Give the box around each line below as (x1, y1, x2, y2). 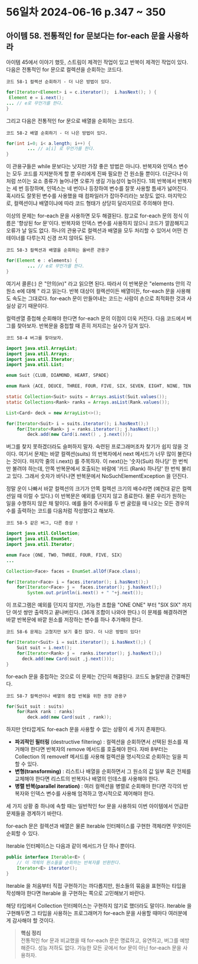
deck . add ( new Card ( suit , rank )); (27, 714, 112, 721)
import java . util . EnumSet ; (6, 536, 72, 542)
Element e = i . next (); (8, 95, 65, 100)
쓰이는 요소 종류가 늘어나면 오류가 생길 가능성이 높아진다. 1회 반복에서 (16, 178, 177, 185)
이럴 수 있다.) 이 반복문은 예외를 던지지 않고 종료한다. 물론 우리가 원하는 (23, 493, 187, 500)
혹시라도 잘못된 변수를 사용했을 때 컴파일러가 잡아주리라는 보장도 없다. (6, 193, 167, 200)
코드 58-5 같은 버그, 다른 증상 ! (6, 520, 78, 526)
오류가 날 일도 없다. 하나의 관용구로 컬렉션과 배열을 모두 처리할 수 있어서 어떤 (6, 227, 182, 234)
